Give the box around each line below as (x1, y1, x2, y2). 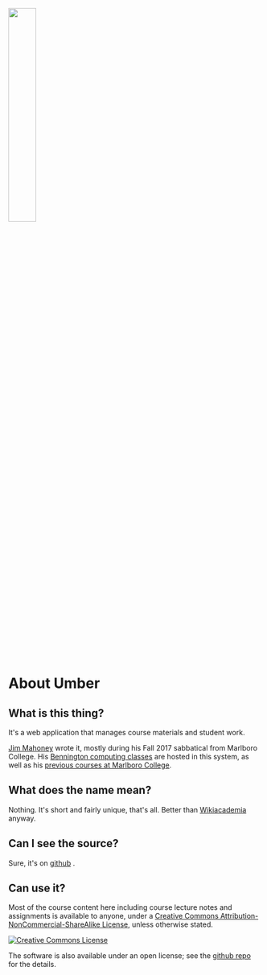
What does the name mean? (8, 784, 152, 797)
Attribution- (220, 911, 259, 921)
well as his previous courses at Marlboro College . (8, 760, 172, 770)
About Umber (8, 674, 101, 693)
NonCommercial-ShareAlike (8, 919, 101, 929)
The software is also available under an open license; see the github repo (8, 951, 252, 961)
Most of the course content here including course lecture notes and (8, 903, 232, 912)
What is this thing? (8, 706, 105, 720)
